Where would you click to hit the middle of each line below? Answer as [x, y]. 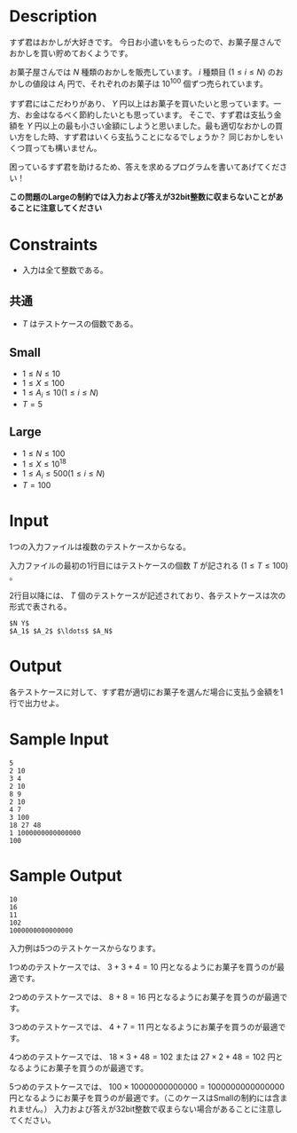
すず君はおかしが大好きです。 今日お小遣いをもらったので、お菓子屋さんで [145, 42]
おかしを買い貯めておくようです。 [71, 53]
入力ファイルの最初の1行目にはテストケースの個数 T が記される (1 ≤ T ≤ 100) [149, 565]
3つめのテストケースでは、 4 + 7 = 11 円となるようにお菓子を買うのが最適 [144, 1027]
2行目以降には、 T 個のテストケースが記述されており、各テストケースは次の [148, 595]
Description [53, 16]
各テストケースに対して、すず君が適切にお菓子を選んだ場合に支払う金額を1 [146, 692]
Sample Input [59, 740]
